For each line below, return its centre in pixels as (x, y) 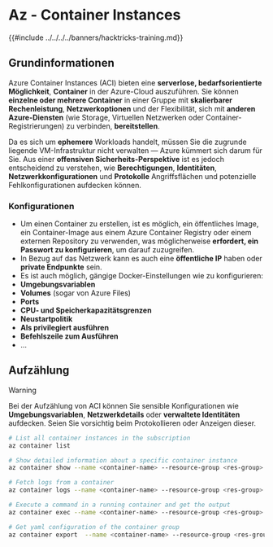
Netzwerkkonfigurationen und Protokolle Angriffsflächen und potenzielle (132, 176)
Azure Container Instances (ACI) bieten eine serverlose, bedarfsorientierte (135, 82)
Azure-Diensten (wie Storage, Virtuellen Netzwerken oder (106, 117)
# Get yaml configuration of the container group (94, 527)
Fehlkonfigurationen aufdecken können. (75, 185)
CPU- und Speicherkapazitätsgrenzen (86, 310)
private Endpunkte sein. (61, 267)
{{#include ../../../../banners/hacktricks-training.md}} (96, 37)
